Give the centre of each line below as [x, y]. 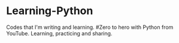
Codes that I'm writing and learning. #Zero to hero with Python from [90, 27]
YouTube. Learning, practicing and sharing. [59, 33]
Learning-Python [50, 11]
